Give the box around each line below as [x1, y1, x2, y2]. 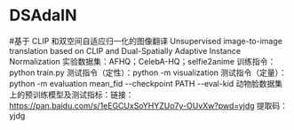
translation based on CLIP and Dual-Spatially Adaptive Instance [9, 45, 242, 56]
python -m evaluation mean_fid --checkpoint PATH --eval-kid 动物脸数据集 [9, 78, 283, 88]
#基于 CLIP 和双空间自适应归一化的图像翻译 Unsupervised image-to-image [9, 35, 282, 46]
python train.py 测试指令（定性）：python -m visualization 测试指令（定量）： [9, 67, 287, 78]
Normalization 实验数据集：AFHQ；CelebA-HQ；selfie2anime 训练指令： [9, 56, 276, 66]
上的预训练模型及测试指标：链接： [9, 89, 134, 100]
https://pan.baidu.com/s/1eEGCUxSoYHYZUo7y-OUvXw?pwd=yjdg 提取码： [9, 100, 289, 111]
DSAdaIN [9, 5, 77, 26]
